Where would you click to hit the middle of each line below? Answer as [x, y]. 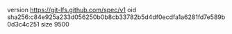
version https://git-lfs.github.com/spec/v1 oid [72, 10]
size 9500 [55, 24]
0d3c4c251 [23, 24]
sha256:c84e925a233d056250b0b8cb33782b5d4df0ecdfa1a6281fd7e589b [116, 17]
